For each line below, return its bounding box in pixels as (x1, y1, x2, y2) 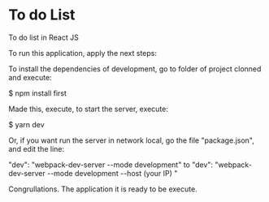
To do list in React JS (8, 32, 79, 42)
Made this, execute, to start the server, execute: (8, 104, 169, 114)
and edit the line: (8, 144, 65, 153)
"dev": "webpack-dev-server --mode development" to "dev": (8, 160, 214, 170)
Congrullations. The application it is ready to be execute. (8, 184, 197, 194)
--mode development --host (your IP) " (47, 168, 178, 178)
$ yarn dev (8, 119, 45, 129)
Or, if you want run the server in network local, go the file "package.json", (8, 135, 254, 145)
